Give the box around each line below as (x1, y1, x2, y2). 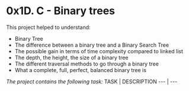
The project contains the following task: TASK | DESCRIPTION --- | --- (6, 78, 178, 85)
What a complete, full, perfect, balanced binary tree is (14, 66, 147, 73)
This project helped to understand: (6, 24, 91, 31)
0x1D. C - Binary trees (6, 4, 116, 18)
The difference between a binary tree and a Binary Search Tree (14, 41, 169, 48)
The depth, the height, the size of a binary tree (14, 54, 129, 61)
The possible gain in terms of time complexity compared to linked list (14, 47, 184, 54)
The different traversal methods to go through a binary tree (14, 60, 159, 67)
